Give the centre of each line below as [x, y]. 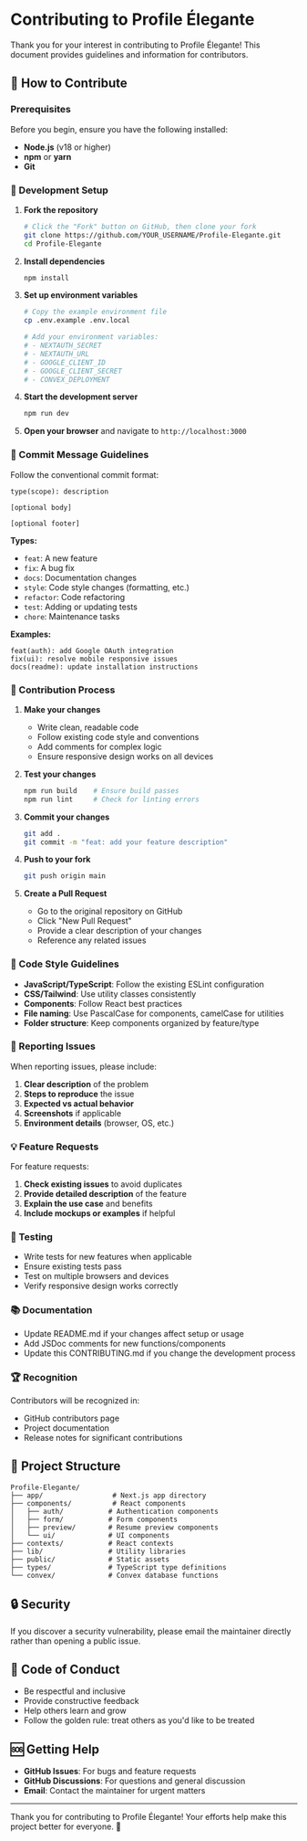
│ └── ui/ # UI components [90, 1535]
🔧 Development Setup [59, 190]
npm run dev [46, 414]
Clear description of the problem [86, 1084]
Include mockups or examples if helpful [99, 1213]
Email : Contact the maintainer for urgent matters [114, 1791]
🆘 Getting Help [55, 1749]
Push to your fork [57, 860]
